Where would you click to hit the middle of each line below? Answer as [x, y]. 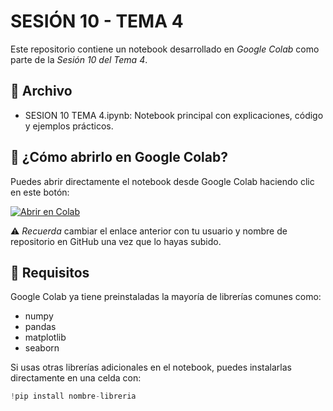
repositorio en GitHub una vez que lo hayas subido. [116, 241]
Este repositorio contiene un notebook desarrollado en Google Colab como [165, 49]
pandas [40, 327]
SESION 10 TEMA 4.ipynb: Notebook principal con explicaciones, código [174, 115]
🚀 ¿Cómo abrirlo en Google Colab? [119, 157]
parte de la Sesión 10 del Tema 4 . [79, 59]
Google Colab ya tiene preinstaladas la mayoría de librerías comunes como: [166, 297]
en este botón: [40, 192]
